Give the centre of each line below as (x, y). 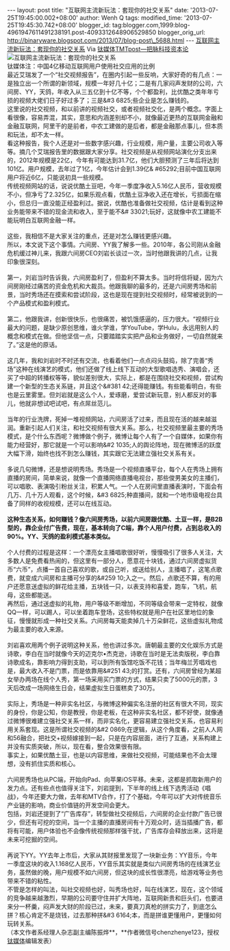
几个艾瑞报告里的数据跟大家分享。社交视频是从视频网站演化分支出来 (121, 152)
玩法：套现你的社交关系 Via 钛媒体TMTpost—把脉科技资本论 (104, 49)
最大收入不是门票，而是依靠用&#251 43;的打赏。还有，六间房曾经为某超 (120, 671)
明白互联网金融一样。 (49, 220)
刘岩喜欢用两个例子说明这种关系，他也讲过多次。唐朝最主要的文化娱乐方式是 (115, 645)
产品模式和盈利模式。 (43, 303)
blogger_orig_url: (181, 32)
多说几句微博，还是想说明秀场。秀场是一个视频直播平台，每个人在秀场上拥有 (115, 469)
